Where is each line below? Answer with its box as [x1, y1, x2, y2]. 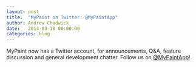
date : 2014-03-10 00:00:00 [6, 25, 80, 32]
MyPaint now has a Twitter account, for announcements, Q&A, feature [6, 47, 181, 54]
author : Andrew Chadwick [6, 20, 69, 26]
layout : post [6, 8, 39, 15]
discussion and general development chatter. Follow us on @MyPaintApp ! [6, 54, 191, 61]
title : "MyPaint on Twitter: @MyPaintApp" [6, 14, 118, 20]
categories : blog [6, 31, 50, 37]
